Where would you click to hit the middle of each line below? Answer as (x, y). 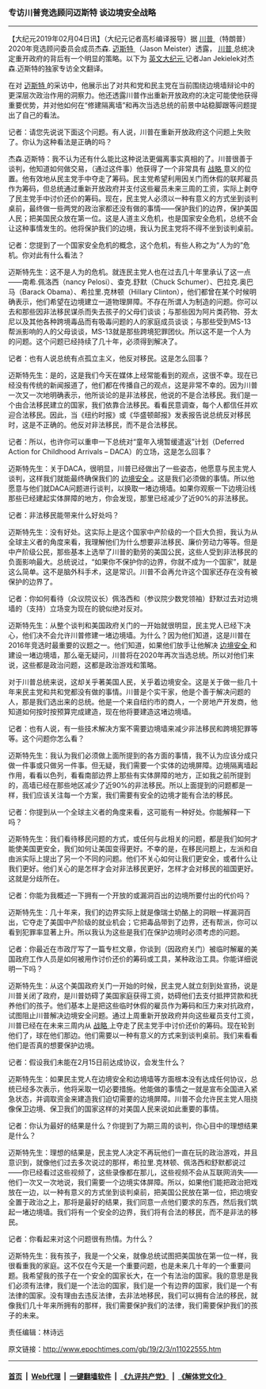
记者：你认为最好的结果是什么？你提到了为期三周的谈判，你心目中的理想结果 (133, 1126)
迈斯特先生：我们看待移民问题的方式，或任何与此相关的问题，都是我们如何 (129, 839)
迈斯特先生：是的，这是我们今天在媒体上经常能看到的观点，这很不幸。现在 (129, 376)
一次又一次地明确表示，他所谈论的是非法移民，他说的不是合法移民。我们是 (129, 395)
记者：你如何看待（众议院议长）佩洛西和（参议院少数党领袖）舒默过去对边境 (133, 599)
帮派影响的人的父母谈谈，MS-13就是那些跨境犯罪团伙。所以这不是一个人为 (130, 332)
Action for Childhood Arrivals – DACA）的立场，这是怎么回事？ (110, 452)
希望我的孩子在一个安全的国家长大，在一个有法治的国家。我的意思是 (140, 1275)
